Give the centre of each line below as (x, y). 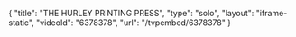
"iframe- (272, 13)
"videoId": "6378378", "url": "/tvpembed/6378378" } (134, 23)
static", (22, 23)
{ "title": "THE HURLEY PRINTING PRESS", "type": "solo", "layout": (131, 13)
